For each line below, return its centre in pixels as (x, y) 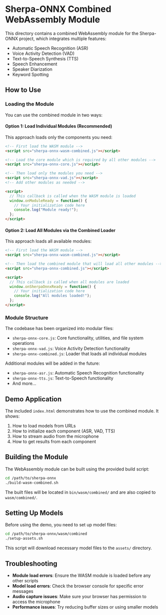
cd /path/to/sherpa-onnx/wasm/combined (46, 534)
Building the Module (37, 457)
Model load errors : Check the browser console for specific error (78, 586)
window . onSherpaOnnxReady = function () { (53, 286)
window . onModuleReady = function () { (48, 201)
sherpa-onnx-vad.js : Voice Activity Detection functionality (71, 349)
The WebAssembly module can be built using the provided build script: (77, 469)
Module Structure (27, 318)
